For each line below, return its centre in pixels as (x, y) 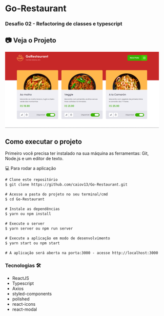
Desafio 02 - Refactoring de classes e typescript (64, 24)
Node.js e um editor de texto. (34, 159)
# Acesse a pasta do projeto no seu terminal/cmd (57, 194)
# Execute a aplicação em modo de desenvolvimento (58, 238)
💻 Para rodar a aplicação (31, 169)
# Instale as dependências (32, 209)
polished (21, 299)
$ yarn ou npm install (28, 214)
